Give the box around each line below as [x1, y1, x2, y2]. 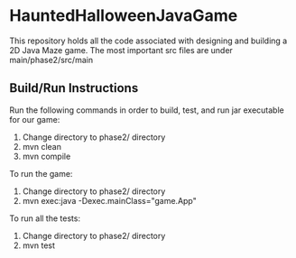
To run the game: [9, 168, 73, 179]
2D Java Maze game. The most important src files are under [9, 44, 233, 55]
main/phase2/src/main [9, 54, 93, 65]
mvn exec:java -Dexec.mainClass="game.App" [22, 195, 197, 206]
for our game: [9, 114, 60, 124]
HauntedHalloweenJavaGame [9, 5, 238, 26]
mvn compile [22, 151, 71, 161]
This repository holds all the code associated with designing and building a [9, 35, 288, 46]
